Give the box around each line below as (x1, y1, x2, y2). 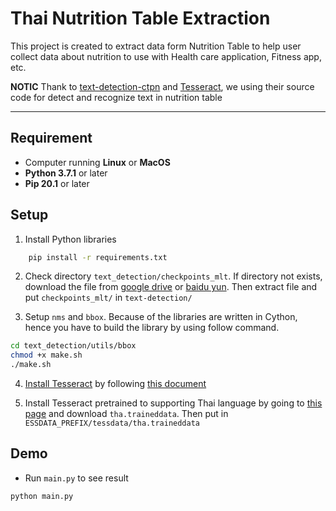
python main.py (10, 491, 74, 501)
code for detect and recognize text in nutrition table (10, 91, 223, 103)
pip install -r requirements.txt (28, 252, 168, 262)
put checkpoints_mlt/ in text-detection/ (24, 292, 193, 304)
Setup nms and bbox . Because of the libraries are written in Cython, (24, 311, 298, 323)
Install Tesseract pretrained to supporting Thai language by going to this (24, 397, 323, 409)
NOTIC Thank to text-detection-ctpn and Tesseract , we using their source (10, 80, 315, 92)
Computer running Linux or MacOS (24, 156, 171, 168)
